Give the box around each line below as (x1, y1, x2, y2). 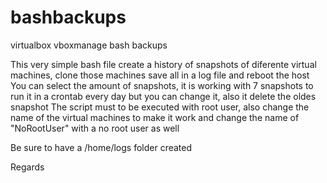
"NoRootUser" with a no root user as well (10, 122, 180, 134)
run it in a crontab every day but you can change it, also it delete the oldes (10, 90, 317, 102)
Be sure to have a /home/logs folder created (10, 141, 193, 153)
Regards (10, 161, 45, 173)
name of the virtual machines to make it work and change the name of (10, 111, 300, 123)
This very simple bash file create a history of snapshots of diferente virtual (10, 58, 317, 70)
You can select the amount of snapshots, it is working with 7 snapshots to (10, 79, 314, 91)
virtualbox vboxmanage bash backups (10, 39, 168, 51)
